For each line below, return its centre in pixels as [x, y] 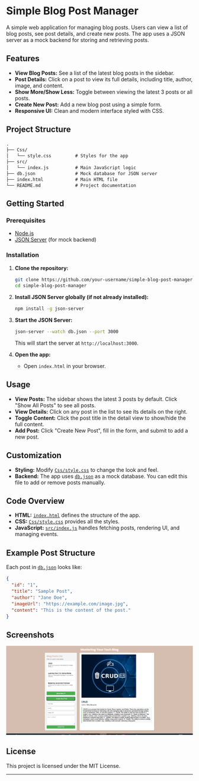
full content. [29, 424]
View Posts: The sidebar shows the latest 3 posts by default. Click [96, 399]
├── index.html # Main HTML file [62, 179]
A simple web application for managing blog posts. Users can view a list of [97, 27]
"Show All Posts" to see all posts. [55, 405]
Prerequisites [26, 220]
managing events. [36, 534]
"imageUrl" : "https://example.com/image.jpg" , [70, 604]
